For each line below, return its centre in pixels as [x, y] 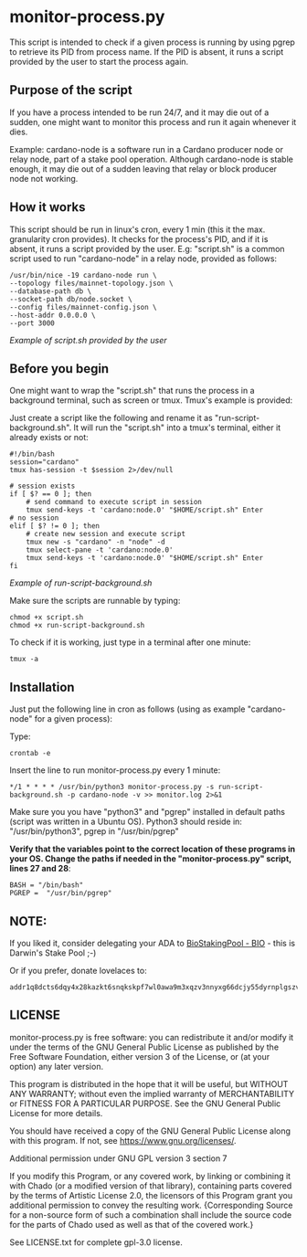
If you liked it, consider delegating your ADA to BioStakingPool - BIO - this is [152, 943]
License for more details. [56, 1113]
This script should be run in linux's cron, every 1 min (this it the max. [138, 229]
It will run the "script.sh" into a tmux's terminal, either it [177, 428]
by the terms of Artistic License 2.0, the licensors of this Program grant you [151, 1195]
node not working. [44, 178]
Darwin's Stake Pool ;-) [53, 953]
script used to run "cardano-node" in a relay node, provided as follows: [143, 259]
